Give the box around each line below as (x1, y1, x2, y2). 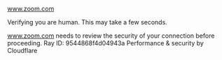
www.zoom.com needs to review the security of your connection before (7, 31, 215, 40)
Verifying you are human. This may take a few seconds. (7, 18, 168, 26)
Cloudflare (7, 47, 38, 54)
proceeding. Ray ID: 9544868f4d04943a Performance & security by (7, 39, 204, 47)
